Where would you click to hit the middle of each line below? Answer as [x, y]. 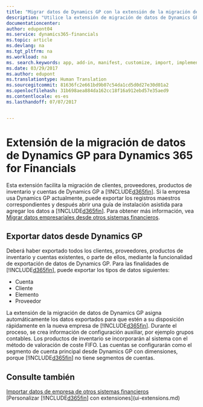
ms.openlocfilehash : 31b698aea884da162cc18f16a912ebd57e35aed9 [88, 91]
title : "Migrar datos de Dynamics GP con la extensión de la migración [98, 12]
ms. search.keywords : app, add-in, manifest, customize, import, [90, 62]
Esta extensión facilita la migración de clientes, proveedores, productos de [99, 185]
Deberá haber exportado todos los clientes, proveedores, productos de [95, 251]
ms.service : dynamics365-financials [52, 35]
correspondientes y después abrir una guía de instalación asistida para [95, 204]
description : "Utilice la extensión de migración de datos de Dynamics [98, 18]
